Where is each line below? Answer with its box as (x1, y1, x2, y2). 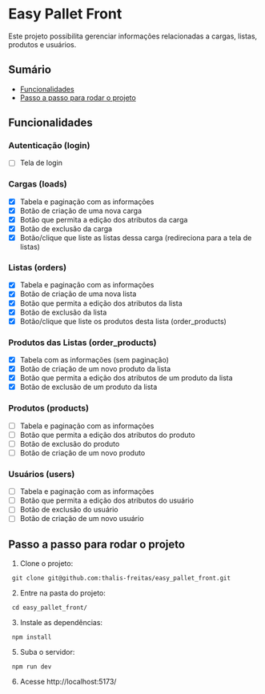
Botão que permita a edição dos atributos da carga (19, 215, 188, 224)
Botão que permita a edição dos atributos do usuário (19, 495, 195, 505)
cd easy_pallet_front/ (11, 604, 88, 612)
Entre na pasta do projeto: (19, 588, 106, 598)
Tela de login (19, 158, 62, 168)
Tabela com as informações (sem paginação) (19, 355, 170, 365)
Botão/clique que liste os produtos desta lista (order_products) (19, 316, 227, 326)
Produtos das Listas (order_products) (8, 337, 157, 348)
